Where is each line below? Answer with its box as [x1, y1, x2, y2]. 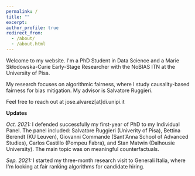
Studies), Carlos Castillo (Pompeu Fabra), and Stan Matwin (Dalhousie [6, 139, 175, 146]
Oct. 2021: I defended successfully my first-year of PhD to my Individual [6, 121, 180, 128]
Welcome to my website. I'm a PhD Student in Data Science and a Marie [6, 57, 180, 64]
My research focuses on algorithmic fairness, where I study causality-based [6, 80, 190, 87]
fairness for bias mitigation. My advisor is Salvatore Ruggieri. [6, 87, 153, 94]
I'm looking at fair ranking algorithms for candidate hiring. [6, 163, 145, 170]
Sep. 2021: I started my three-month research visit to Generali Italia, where [6, 157, 186, 164]
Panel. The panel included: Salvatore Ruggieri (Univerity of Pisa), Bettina [6, 126, 181, 134]
